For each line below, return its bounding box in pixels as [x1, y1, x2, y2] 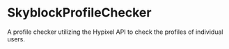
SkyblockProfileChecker [7, 5, 152, 21]
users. [7, 35, 26, 43]
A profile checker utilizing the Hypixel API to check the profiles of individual [7, 28, 223, 36]
